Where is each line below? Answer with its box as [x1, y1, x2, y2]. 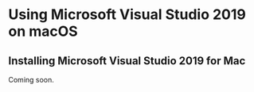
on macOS [8, 22, 78, 40]
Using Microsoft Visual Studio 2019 [8, 6, 247, 24]
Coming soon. [8, 75, 54, 84]
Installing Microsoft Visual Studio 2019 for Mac [8, 54, 246, 67]
